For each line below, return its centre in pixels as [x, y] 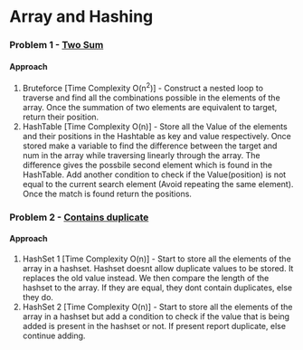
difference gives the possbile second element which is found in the [147, 165]
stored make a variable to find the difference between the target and [150, 146]
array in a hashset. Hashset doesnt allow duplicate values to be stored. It [158, 269]
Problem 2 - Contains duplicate [79, 217]
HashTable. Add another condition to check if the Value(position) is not [154, 175]
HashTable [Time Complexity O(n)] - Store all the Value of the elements [155, 126]
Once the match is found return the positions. [107, 194]
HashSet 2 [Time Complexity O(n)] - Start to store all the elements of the [157, 307]
